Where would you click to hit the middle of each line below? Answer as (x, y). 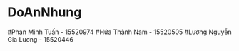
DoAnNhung (45, 12)
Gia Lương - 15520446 (40, 39)
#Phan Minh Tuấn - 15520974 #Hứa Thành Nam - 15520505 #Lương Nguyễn (119, 32)
